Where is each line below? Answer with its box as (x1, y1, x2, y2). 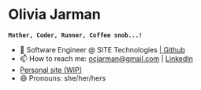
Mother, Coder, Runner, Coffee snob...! (8, 31, 143, 39)
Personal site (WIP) (19, 65, 83, 74)
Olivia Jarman (8, 5, 101, 23)
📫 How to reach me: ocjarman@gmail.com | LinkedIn (19, 53, 193, 63)
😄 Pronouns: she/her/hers (19, 73, 106, 83)
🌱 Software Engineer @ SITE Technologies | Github (19, 45, 185, 54)
